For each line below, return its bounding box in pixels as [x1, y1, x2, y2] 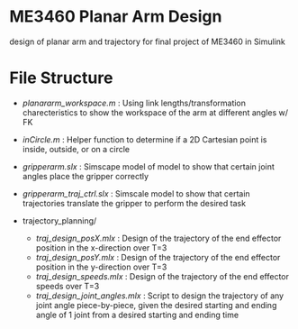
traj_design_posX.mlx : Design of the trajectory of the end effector [35, 233, 282, 243]
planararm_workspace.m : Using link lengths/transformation [22, 97, 246, 108]
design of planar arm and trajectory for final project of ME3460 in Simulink [9, 36, 286, 47]
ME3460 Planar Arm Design [9, 6, 222, 27]
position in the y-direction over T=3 [35, 261, 167, 272]
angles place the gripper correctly [22, 170, 149, 181]
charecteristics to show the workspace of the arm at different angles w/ [22, 106, 289, 118]
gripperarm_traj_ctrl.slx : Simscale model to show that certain [22, 187, 250, 199]
